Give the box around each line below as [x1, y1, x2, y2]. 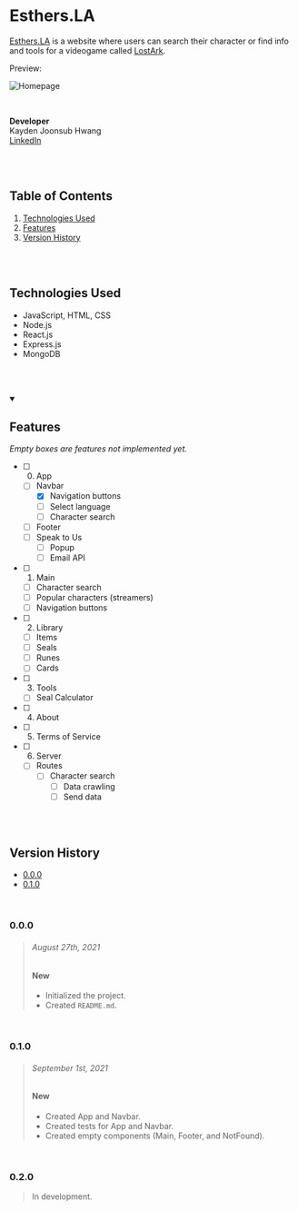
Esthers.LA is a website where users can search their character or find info [9, 35, 289, 46]
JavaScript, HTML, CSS [22, 310, 112, 321]
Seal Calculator [35, 692, 94, 703]
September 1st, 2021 [31, 1062, 109, 1073]
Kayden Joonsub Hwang [9, 124, 102, 136]
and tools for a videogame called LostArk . [9, 45, 166, 55]
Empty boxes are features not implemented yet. [9, 443, 188, 454]
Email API [49, 551, 85, 563]
